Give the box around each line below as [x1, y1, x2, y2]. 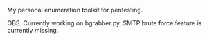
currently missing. [7, 27, 59, 34]
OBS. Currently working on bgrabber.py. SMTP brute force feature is [7, 19, 202, 27]
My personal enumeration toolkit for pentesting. [7, 6, 143, 14]
